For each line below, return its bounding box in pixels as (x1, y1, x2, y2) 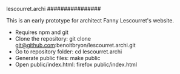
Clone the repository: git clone (15, 35, 91, 42)
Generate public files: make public (15, 55, 101, 61)
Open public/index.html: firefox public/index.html (15, 61, 138, 68)
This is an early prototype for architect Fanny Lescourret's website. (6, 17, 175, 24)
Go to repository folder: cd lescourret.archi (15, 48, 122, 55)
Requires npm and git (15, 29, 68, 36)
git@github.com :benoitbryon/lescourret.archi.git (15, 42, 136, 49)
